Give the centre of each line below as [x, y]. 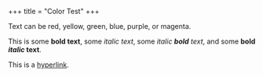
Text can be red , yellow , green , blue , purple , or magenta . [100, 26]
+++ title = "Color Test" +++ [54, 11]
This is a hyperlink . [38, 65]
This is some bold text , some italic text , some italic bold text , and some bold [132, 41]
